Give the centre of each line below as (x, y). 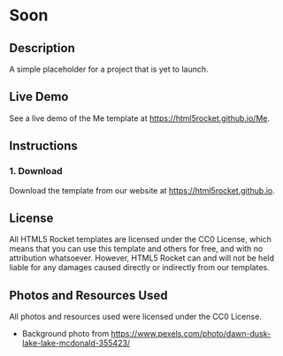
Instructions (43, 146)
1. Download (36, 171)
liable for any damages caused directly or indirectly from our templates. (139, 268)
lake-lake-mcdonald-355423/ (76, 343)
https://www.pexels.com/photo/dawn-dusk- (191, 334)
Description (42, 48)
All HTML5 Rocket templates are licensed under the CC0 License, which (141, 239)
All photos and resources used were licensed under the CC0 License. (136, 317)
